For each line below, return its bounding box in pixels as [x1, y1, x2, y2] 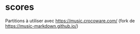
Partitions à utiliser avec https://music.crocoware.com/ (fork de [5, 18, 135, 24]
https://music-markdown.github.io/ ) [5, 23, 79, 29]
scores [5, 1, 34, 13]
